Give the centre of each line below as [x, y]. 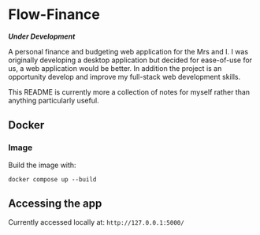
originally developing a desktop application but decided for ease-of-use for [130, 60]
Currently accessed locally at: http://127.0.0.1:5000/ [97, 222]
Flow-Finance [54, 15]
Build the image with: [42, 165]
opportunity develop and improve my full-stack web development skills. [124, 76]
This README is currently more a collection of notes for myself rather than [129, 91]
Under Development [42, 36]
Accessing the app [55, 204]
